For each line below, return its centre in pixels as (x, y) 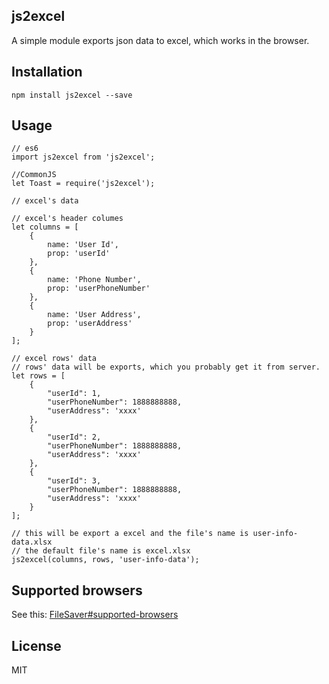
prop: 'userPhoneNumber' (99, 289)
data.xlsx (32, 542)
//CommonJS (34, 175)
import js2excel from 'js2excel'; (83, 157)
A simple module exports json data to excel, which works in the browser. (160, 40)
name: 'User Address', (94, 315)
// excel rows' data (54, 359)
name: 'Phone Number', (94, 280)
